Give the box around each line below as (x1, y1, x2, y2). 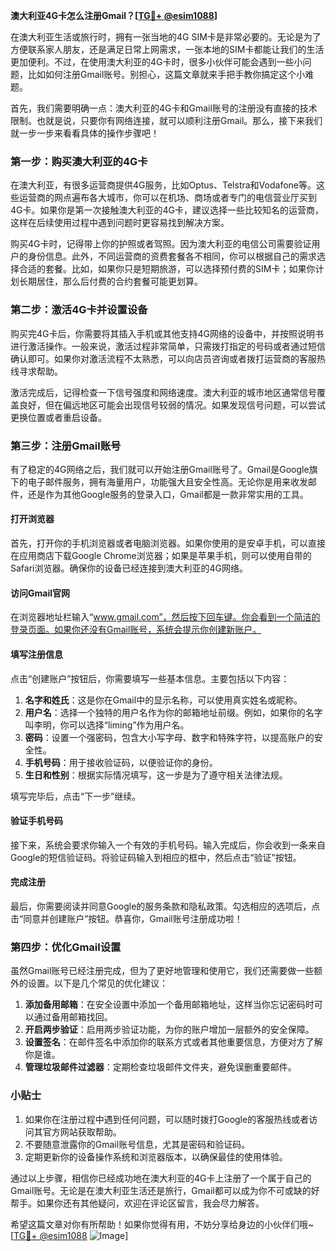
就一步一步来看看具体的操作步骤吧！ (10, 127, 160, 139)
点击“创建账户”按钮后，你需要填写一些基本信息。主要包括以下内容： (10, 672, 290, 684)
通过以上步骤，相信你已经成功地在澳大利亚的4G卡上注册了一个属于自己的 (10, 1172, 312, 1184)
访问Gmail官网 (10, 587, 70, 599)
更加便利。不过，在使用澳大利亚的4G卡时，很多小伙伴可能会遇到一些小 (10, 56, 303, 68)
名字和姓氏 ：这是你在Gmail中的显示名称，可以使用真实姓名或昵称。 (24, 694, 303, 706)
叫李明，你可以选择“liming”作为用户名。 (24, 719, 190, 731)
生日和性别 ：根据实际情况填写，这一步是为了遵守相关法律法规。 (24, 769, 288, 781)
